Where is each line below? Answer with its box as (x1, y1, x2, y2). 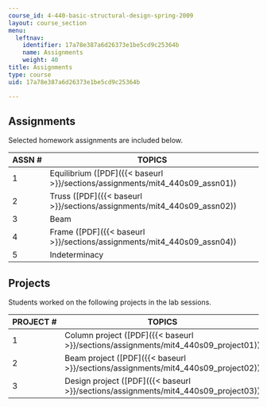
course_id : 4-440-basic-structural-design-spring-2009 (8, 11, 194, 20)
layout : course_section (8, 19, 87, 27)
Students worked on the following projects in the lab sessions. (8, 297, 212, 307)
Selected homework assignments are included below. (8, 136, 184, 145)
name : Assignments (22, 48, 83, 56)
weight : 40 (22, 56, 59, 64)
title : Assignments (8, 64, 73, 72)
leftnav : (15, 33, 44, 42)
